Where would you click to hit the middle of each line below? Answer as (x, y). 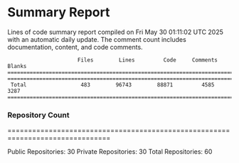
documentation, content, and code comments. (75, 47)
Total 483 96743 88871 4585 (112, 85)
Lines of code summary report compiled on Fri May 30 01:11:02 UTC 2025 (116, 32)
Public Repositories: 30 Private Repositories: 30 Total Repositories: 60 (110, 152)
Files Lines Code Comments (148, 60)
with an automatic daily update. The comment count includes (97, 39)
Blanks (17, 66)
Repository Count (38, 115)
